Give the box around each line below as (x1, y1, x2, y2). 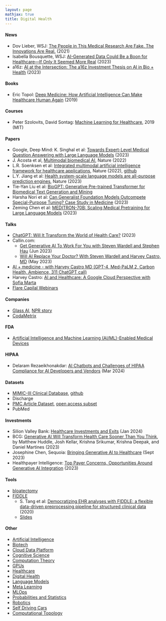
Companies (5, 296, 30, 302)
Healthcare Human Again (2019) (12, 97, 78, 103)
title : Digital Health (5, 16, 52, 21)
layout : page (5, 7, 32, 12)
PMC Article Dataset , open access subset (12, 401, 97, 407)
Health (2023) (12, 69, 41, 75)
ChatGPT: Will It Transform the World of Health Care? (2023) (12, 232, 136, 238)
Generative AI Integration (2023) (12, 465, 79, 471)
